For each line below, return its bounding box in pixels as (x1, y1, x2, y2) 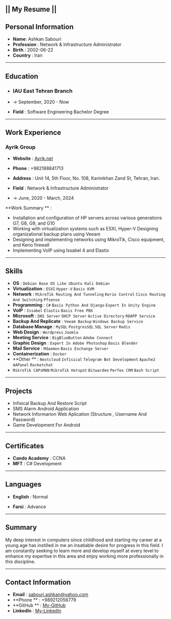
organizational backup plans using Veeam (12, 231, 101, 237)
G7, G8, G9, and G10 (12, 220, 55, 226)
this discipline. (5, 558, 36, 564)
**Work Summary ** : (5, 205, 52, 211)
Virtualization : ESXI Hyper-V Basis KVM (12, 285, 94, 292)
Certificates (5, 441, 44, 450)
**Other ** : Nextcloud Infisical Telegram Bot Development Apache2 (12, 356, 156, 363)
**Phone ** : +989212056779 (12, 597, 76, 603)
